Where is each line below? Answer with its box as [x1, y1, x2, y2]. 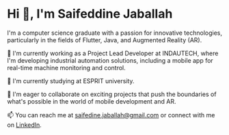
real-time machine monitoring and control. [7, 63, 126, 72]
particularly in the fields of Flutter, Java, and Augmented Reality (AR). [7, 35, 202, 44]
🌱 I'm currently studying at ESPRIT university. [7, 76, 135, 85]
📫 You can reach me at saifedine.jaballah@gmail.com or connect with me [7, 110, 215, 119]
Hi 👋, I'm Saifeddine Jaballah [7, 6, 173, 22]
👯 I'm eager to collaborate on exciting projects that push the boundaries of [7, 90, 217, 98]
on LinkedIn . [7, 121, 42, 129]
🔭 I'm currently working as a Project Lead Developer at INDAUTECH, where [7, 49, 219, 57]
